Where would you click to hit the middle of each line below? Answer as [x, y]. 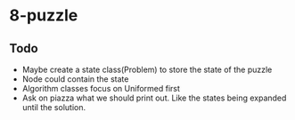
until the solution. [54, 107]
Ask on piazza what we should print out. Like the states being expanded [154, 98]
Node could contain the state [75, 79]
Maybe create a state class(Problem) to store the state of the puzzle [147, 69]
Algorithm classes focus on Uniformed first [101, 88]
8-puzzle [44, 16]
